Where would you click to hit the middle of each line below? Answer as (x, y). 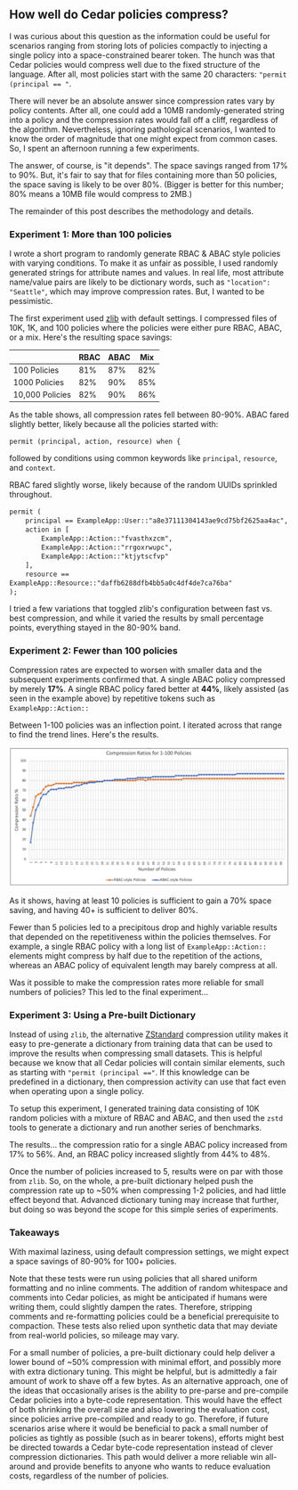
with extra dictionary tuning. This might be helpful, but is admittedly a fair (143, 1371)
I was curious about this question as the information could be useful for (140, 36)
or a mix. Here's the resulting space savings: (91, 337)
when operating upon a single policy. (77, 1091)
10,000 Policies (42, 395)
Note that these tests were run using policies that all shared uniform (133, 1279)
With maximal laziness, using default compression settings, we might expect (149, 1252)
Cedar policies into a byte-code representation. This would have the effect (145, 1400)
